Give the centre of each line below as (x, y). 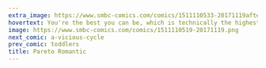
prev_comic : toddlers (44, 45)
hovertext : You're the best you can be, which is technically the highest (134, 23)
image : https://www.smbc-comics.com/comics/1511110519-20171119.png (123, 30)
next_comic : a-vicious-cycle (56, 37)
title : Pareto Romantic (47, 52)
